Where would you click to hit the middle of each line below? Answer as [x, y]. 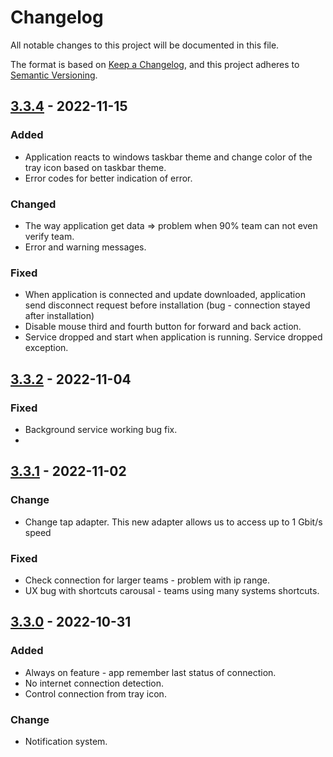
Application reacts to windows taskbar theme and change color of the [168, 157]
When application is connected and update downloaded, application [165, 295]
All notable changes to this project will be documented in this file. [145, 45]
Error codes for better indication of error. [108, 178]
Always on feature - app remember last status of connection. [150, 672]
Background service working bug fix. [101, 429]
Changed [33, 204]
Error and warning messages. [85, 247]
